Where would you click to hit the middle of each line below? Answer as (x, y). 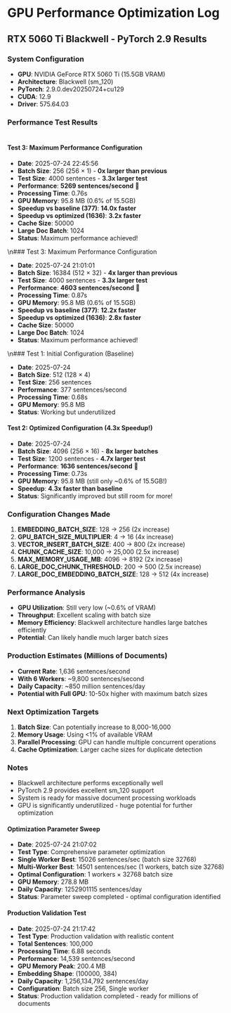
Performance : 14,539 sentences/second (76, 958)
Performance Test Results (53, 122)
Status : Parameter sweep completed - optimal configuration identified (119, 897)
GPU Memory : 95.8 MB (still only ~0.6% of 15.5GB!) (92, 481)
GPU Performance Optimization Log (113, 13)
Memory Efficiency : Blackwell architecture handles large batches (112, 623)
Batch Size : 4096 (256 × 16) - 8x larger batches (88, 451)
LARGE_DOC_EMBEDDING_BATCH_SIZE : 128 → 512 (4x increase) (113, 574)
